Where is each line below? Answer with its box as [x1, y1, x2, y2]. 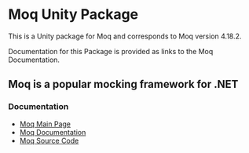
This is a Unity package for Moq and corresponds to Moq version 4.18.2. [8, 31, 242, 41]
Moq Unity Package [8, 5, 139, 24]
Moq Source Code [19, 136, 79, 145]
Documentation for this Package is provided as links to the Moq [8, 46, 214, 56]
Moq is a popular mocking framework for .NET [8, 78, 239, 91]
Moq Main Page [19, 119, 71, 129]
